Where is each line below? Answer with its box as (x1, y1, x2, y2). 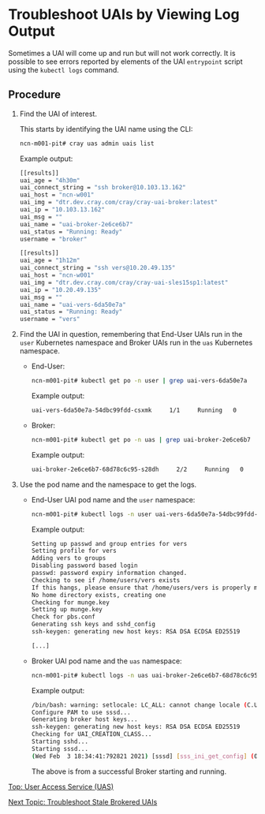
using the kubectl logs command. (8, 65, 120, 74)
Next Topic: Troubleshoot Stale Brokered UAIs (8, 797, 158, 806)
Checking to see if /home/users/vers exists (31, 576, 181, 584)
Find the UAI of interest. (19, 109, 97, 118)
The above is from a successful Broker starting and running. (31, 767, 227, 776)
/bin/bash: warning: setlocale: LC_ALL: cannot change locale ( (31, 700, 248, 709)
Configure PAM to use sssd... (31, 708, 132, 716)
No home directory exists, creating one (31, 591, 166, 599)
